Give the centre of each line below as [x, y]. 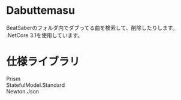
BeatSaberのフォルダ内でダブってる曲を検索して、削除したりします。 [92, 28]
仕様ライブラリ [43, 62]
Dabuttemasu [41, 10]
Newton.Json [23, 91]
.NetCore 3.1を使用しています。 [45, 35]
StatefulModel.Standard [35, 85]
